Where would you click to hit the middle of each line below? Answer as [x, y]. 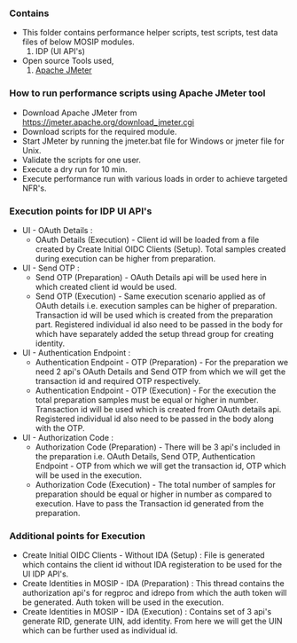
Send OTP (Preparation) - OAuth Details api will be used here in [151, 277]
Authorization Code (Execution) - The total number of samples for [156, 484]
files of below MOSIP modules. [78, 42]
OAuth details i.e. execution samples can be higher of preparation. [156, 305]
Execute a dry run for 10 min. [74, 169]
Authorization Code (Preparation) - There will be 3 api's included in [158, 447]
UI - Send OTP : [51, 268]
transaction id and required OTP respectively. [118, 380]
